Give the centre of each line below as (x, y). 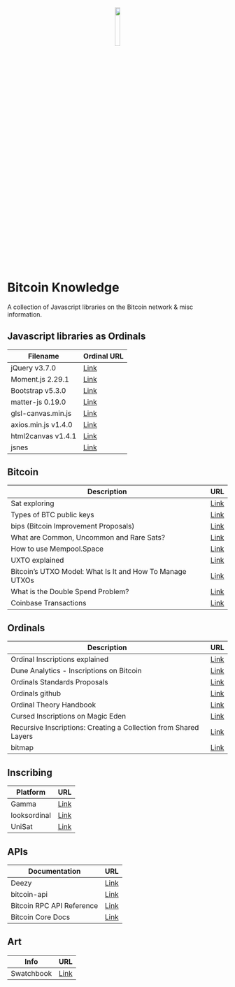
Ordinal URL (103, 356)
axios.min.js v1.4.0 (42, 424)
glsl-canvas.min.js (41, 413)
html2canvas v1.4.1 (44, 435)
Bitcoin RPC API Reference (55, 905)
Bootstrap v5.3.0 (38, 390)
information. (25, 314)
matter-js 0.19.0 (38, 402)
